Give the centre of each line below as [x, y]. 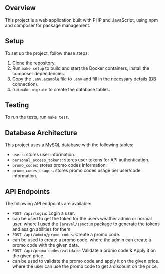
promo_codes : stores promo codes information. [60, 165]
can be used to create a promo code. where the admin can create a [82, 240]
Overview [21, 8]
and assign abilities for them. [42, 229]
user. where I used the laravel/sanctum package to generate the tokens [86, 224]
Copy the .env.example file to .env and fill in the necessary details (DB [84, 79]
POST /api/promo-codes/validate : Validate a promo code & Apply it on [84, 250]
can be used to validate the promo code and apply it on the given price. [86, 261]
